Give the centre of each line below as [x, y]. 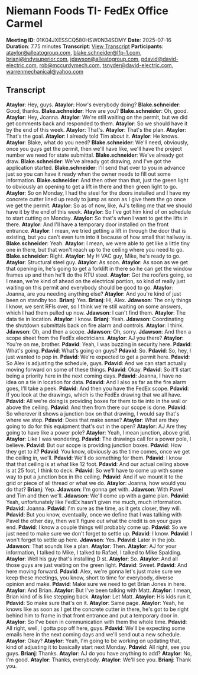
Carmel [25, 23]
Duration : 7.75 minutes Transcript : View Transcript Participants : [85, 46]
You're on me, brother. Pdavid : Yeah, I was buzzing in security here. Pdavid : [99, 344]
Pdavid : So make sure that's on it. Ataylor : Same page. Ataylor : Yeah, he [95, 603]
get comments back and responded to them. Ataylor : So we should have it [97, 123]
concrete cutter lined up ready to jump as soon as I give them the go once [96, 199]
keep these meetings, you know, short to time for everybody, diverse [90, 578]
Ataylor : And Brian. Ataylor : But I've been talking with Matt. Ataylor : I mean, [99, 590]
